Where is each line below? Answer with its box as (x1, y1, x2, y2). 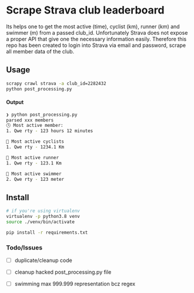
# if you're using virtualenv (6, 208, 81, 214)
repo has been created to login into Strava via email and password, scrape (6, 42, 186, 49)
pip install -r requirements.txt (6, 230, 88, 235)
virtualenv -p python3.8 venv (6, 214, 81, 220)
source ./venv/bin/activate (6, 219, 75, 225)
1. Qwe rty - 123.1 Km (6, 160, 62, 166)
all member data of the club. (6, 48, 75, 55)
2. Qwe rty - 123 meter (6, 176, 65, 182)
